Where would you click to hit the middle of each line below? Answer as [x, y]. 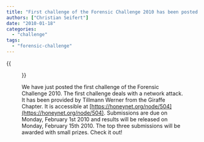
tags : [13, 40]
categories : [21, 29]
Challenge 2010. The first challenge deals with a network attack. [102, 93]
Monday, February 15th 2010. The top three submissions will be [101, 126]
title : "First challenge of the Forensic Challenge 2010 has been [93, 12]
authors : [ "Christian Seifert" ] [47, 18]
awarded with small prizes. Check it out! [72, 132]
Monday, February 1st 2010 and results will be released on [95, 119]
